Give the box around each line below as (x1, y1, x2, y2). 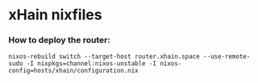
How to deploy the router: (8, 35, 110, 46)
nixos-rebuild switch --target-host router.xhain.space (8, 52, 200, 61)
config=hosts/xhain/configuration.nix (8, 67, 139, 75)
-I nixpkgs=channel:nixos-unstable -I (26, 60, 157, 68)
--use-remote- (202, 52, 251, 61)
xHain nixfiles (8, 6, 102, 24)
